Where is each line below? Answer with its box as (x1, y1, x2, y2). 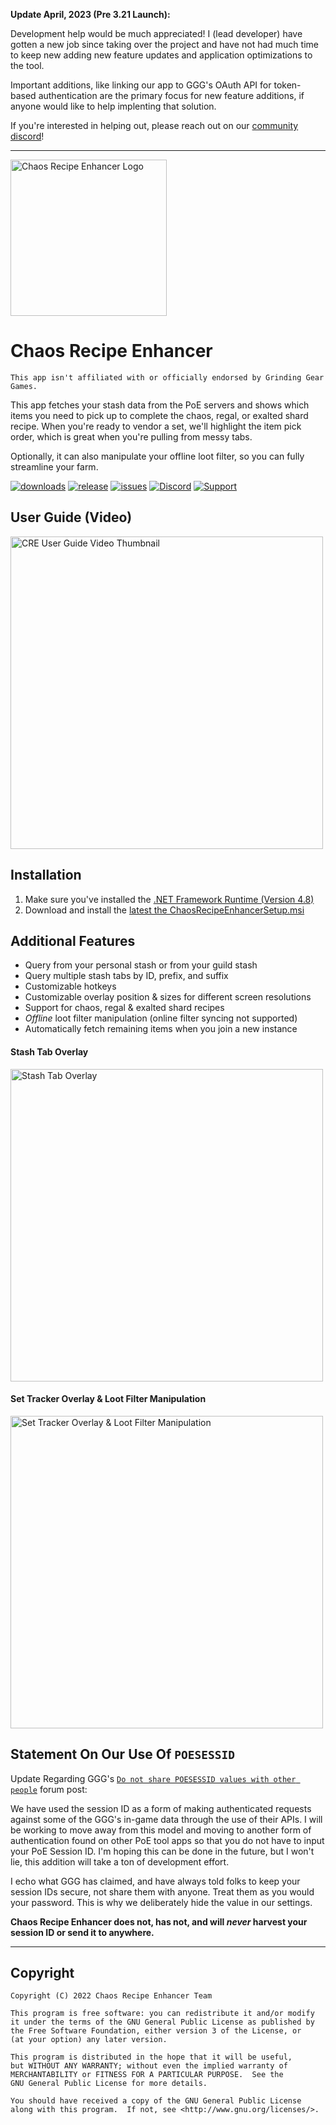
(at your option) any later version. (10, 2035, 168, 2045)
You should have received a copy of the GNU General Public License (10, 2096, 302, 2106)
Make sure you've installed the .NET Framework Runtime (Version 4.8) (24, 893, 315, 905)
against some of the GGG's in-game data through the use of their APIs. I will (10, 1813, 323, 1825)
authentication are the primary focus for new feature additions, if (38, 90, 305, 101)
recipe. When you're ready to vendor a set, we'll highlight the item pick (10, 420, 302, 432)
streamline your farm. (10, 460, 99, 473)
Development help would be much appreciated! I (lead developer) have (10, 28, 303, 39)
